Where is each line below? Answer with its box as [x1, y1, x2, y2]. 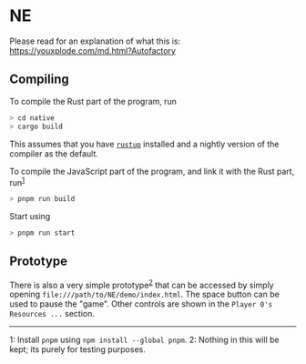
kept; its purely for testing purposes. [9, 344, 146, 355]
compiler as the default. [9, 147, 98, 159]
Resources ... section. [9, 308, 96, 319]
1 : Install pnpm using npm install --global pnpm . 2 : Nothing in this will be [9, 334, 280, 346]
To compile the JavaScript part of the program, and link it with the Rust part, [9, 166, 295, 177]
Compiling [9, 72, 70, 87]
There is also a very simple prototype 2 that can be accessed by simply [9, 278, 275, 290]
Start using [9, 211, 51, 222]
